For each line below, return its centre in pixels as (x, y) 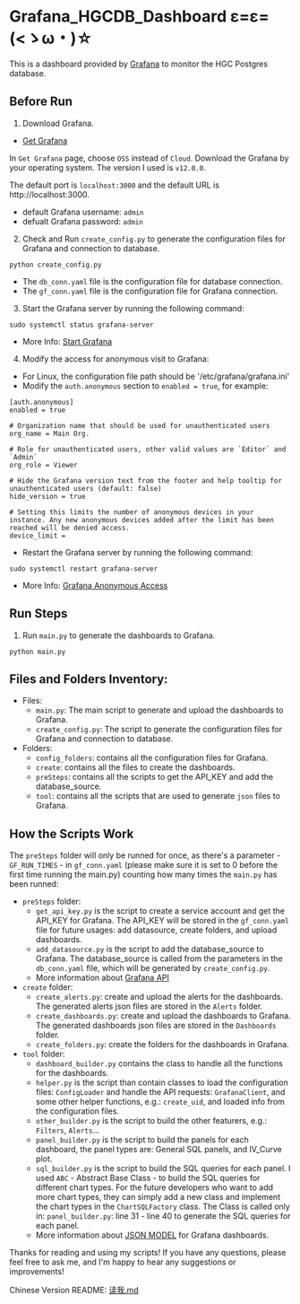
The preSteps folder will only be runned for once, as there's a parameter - (145, 855)
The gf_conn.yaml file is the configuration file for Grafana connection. (150, 291)
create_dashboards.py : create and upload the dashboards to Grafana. (163, 1016)
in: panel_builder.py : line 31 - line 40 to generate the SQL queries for (163, 1216)
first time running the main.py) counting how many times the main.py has (143, 875)
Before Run (41, 102)
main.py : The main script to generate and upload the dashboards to (159, 710)
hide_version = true (48, 496)
